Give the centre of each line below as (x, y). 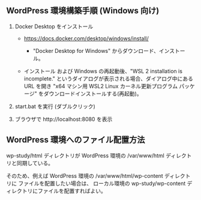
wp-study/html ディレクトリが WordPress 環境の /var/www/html (85, 156)
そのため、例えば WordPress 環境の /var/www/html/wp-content (85, 175)
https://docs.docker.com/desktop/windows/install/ (86, 38)
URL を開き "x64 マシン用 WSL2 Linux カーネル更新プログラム (101, 86)
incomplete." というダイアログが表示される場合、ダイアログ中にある (108, 78)
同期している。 (35, 163)
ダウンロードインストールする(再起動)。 (93, 93)
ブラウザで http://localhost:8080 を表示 (64, 119)
